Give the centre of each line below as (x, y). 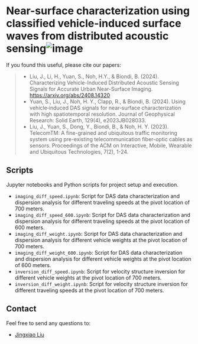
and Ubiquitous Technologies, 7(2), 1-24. (79, 151)
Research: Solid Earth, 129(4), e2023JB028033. (88, 120)
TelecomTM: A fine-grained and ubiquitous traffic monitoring (103, 133)
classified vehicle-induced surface (94, 23)
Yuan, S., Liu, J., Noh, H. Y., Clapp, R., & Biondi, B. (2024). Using (108, 101)
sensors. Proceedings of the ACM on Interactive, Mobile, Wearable (111, 145)
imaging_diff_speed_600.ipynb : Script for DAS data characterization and (103, 215)
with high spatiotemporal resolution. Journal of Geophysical (102, 114)
